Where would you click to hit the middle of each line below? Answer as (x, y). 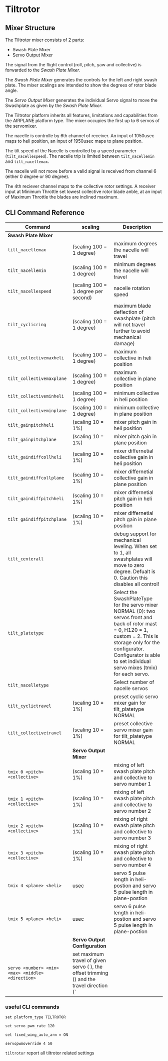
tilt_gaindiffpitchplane (37, 519)
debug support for (135, 534)
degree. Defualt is (135, 571)
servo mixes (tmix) (135, 667)
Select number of (134, 682)
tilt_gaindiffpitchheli (36, 498)
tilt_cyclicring (27, 324)
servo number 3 (132, 838)
